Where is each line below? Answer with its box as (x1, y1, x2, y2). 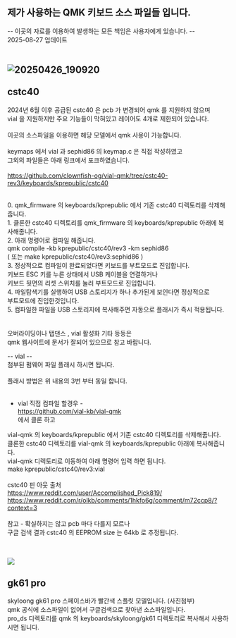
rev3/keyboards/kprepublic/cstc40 (7, 178, 109, 187)
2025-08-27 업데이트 (7, 35, 68, 44)
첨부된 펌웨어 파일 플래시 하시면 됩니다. (7, 360, 115, 369)
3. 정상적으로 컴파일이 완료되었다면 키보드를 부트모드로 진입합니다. (7, 261, 190, 269)
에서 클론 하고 (17, 415, 56, 424)
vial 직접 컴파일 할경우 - (17, 399, 83, 407)
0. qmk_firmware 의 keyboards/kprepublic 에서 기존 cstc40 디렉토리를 (7, 200, 207, 209)
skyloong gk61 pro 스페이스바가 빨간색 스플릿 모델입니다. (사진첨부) (7, 596, 195, 605)
